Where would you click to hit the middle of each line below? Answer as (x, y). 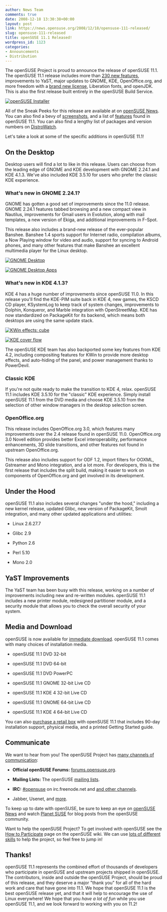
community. (17, 819)
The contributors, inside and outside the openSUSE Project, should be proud (84, 878)
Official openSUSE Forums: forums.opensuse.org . (64, 770)
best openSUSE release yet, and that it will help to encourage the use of (79, 894)
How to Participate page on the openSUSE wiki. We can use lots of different (83, 834)
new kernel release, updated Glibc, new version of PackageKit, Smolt (76, 509)
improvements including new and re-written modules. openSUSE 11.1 (75, 595)
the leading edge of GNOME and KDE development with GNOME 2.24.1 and (82, 170)
